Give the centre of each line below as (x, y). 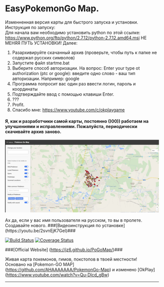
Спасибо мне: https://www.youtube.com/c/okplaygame (68, 110)
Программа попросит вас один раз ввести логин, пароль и (74, 83)
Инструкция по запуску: (30, 27)
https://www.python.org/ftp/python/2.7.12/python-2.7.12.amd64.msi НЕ (76, 38)
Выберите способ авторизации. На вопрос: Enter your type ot (76, 68)
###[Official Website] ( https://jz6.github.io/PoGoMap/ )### (64, 250)
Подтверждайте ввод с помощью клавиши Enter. (63, 94)
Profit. (18, 104)
